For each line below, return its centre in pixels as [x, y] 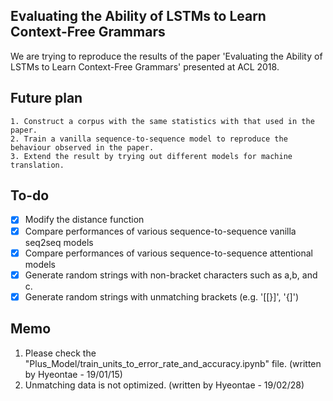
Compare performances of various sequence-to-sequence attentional [168, 253]
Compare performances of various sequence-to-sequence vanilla [160, 231]
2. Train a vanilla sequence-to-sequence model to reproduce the [149, 139]
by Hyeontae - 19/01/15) [73, 374]
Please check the [60, 353]
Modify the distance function [84, 220]
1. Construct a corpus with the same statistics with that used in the [162, 121]
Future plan [46, 98]
